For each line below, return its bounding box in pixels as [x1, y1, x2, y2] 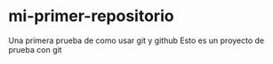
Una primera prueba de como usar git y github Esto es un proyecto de [8, 35, 265, 46]
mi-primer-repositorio [8, 6, 174, 26]
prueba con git [8, 44, 62, 54]
